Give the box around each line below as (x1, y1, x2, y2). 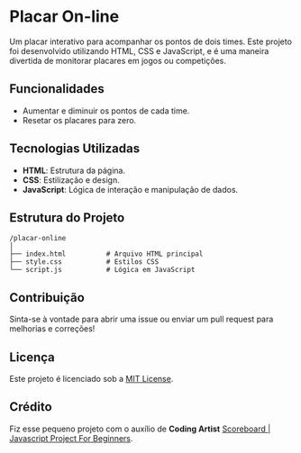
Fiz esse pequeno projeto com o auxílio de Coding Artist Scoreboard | (9, 423, 271, 434)
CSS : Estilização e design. (22, 174, 120, 186)
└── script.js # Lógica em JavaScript (9, 266, 196, 275)
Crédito (9, 399, 52, 415)
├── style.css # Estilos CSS (9, 258, 160, 267)
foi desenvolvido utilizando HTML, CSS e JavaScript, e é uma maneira (9, 45, 269, 56)
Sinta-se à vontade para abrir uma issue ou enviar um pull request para (9, 313, 274, 325)
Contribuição (9, 290, 86, 305)
